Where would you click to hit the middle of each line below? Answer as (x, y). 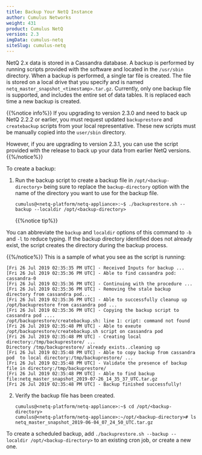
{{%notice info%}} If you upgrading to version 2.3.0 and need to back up (97, 113)
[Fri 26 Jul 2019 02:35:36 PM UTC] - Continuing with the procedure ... (99, 284)
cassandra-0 (21, 279)
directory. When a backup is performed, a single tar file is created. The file (99, 76)
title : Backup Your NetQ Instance (50, 12)
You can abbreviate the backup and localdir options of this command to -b (99, 232)
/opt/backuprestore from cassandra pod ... (62, 305)
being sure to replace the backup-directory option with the (116, 186)
